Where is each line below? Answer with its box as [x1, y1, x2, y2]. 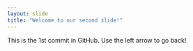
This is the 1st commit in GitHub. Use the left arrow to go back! [7, 36, 187, 44]
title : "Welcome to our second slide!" [7, 17, 123, 24]
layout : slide [7, 10, 49, 17]
